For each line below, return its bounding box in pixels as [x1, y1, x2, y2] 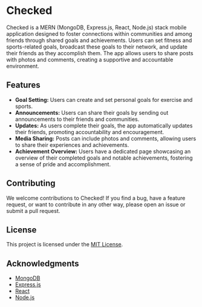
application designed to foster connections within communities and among [6, 30, 192, 37]
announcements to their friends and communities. [15, 115, 140, 123]
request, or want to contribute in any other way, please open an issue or [6, 201, 186, 208]
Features [6, 80, 41, 90]
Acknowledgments [6, 258, 80, 269]
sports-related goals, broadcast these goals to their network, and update [6, 43, 187, 50]
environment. [6, 62, 39, 70]
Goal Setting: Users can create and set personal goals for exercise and [15, 96, 193, 103]
